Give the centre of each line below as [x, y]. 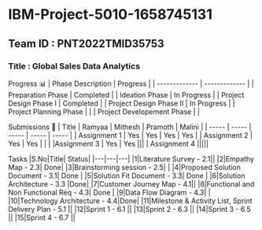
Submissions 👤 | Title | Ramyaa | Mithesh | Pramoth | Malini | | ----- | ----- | [130, 127]
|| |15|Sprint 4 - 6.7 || [42, 217]
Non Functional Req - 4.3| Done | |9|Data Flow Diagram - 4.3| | [109, 192]
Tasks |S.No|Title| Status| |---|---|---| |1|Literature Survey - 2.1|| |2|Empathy [131, 158]
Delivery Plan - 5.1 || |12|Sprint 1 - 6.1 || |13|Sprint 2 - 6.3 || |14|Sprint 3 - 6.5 [129, 209]
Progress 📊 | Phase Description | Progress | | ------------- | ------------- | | [131, 83]
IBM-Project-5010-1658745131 [110, 15]
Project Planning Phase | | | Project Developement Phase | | [104, 111]
